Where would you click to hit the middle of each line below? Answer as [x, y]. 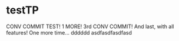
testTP [23, 10]
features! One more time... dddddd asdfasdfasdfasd [69, 32]
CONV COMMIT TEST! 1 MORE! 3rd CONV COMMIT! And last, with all [90, 26]
